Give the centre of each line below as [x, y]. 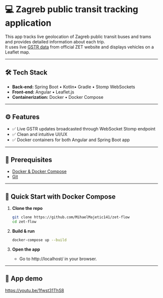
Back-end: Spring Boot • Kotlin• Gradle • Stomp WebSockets [73, 87]
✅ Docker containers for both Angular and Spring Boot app [71, 140]
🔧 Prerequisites [29, 159]
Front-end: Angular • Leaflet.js [43, 92]
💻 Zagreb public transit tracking [72, 9]
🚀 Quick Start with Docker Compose [60, 196]
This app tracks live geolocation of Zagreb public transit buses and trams [78, 37]
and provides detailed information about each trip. [55, 41]
